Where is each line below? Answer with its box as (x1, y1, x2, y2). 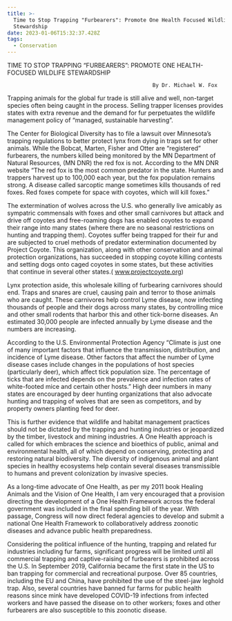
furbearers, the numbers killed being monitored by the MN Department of (7, 151, 216, 160)
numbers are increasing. (7, 325, 77, 333)
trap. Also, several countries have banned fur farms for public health (7, 584, 202, 592)
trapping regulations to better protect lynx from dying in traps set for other (7, 137, 219, 145)
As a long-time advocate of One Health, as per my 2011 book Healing (7, 483, 204, 490)
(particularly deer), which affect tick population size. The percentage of (7, 367, 211, 376)
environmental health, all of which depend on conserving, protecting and (7, 447, 214, 455)
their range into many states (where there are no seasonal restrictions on (7, 224, 215, 231)
